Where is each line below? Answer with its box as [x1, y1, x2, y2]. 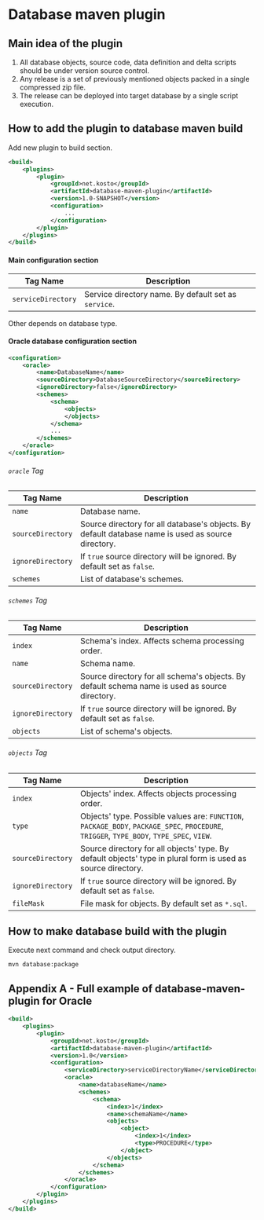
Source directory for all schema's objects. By [79, 671, 246, 682]
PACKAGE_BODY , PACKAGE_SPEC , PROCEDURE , [79, 820, 224, 831]
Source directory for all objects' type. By [79, 843, 229, 854]
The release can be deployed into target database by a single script [19, 91, 239, 100]
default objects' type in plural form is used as [79, 852, 247, 863]
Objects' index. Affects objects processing [79, 788, 237, 799]
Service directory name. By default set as [83, 288, 237, 299]
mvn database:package [8, 961, 79, 969]
